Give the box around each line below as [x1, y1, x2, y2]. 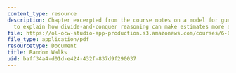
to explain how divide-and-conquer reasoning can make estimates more [13, 23, 225, 30]
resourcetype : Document [7, 42, 77, 49]
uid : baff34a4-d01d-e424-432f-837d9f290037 [7, 56, 137, 63]
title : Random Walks [7, 49, 68, 56]
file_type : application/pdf [7, 36, 90, 43]
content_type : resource [7, 10, 77, 17]
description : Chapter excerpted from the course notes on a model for [7, 17, 218, 24]
